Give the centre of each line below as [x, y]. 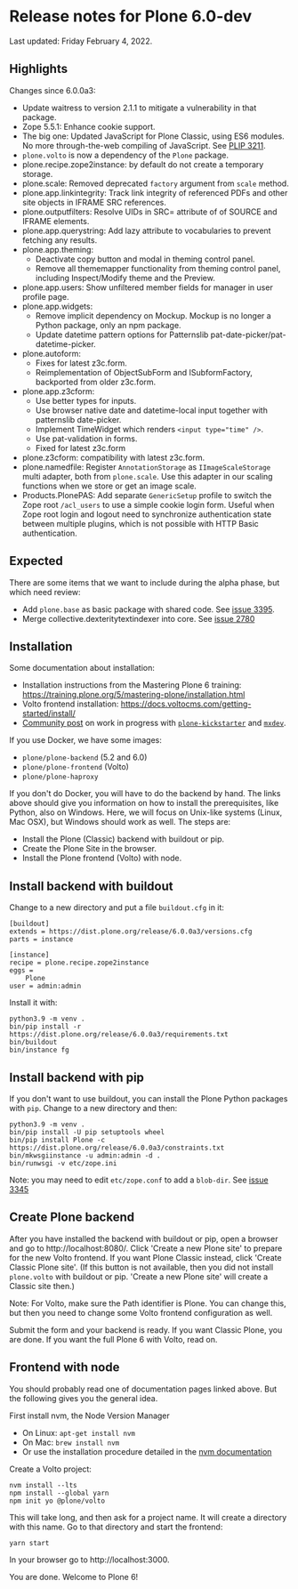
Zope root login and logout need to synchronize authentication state [147, 514]
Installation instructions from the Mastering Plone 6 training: [132, 685]
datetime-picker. [65, 343]
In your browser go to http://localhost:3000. [89, 1560]
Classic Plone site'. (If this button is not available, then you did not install [141, 1267]
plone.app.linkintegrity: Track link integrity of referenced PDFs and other [155, 192]
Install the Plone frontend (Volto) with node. [102, 858]
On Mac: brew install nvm [71, 1442]
